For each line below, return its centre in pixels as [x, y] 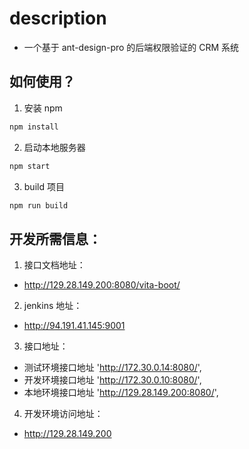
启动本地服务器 [54, 147]
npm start [30, 166]
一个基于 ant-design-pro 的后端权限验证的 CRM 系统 [131, 47]
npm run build [39, 205]
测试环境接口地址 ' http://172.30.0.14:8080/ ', [112, 368]
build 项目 [44, 186]
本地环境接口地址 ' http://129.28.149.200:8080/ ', [121, 393]
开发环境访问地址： [63, 414]
